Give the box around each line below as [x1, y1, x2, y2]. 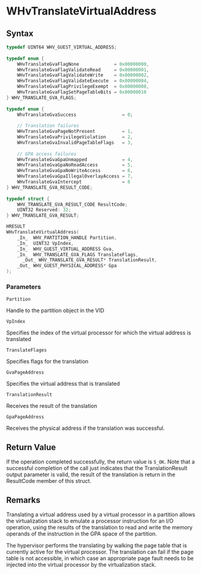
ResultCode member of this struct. [6, 477, 91, 485]
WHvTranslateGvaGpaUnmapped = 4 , [17, 156, 134, 162]
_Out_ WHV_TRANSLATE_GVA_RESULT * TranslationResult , [22, 257, 158, 263]
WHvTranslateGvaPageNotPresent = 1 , [17, 129, 134, 135]
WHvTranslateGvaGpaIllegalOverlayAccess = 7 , [17, 173, 134, 179]
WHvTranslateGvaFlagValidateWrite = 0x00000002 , [17, 72, 149, 78]
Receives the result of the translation [6, 403, 97, 410]
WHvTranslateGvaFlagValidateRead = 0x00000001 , [17, 66, 149, 73]
